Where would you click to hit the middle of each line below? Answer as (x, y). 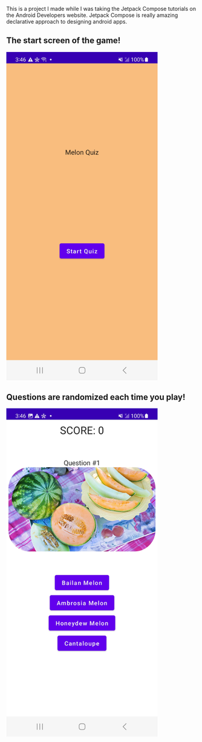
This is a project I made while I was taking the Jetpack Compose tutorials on (101, 9)
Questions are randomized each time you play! (96, 397)
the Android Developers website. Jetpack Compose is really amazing (92, 15)
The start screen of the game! (64, 41)
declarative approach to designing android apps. (67, 21)
